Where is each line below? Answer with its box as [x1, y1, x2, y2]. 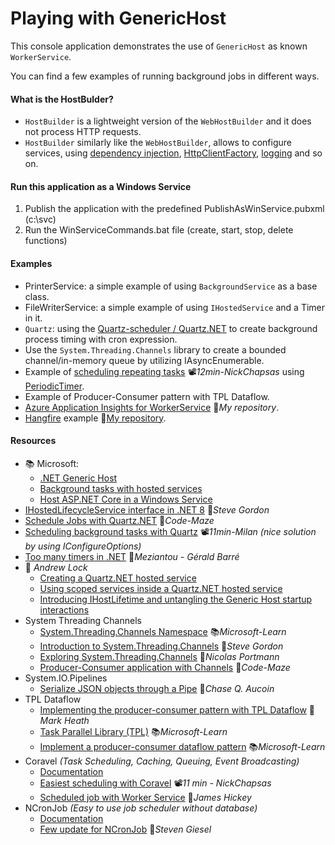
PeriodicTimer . [24, 380, 85, 392]
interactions [39, 603, 90, 616]
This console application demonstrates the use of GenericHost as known [10, 40, 308, 52]
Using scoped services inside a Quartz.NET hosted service [39, 582, 283, 594]
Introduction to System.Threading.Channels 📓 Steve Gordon [39, 640, 284, 652]
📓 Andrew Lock [24, 561, 88, 573]
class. [24, 290, 50, 302]
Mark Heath [39, 714, 90, 726]
